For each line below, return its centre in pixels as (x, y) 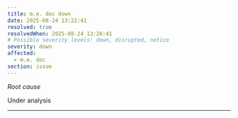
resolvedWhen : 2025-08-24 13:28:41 (60, 34)
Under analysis (29, 100)
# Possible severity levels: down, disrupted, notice (89, 40)
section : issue (30, 66)
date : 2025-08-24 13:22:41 (47, 20)
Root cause (24, 86)
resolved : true (30, 27)
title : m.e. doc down (39, 14)
